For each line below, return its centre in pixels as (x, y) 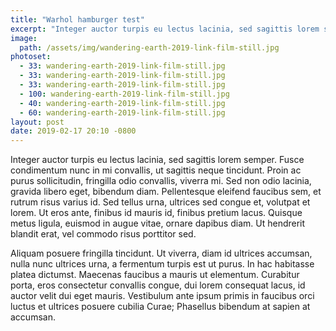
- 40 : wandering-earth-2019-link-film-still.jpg (122, 103)
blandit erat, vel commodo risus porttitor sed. (103, 234)
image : (24, 38)
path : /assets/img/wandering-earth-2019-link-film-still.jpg (149, 47)
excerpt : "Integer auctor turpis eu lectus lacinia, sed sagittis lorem (165, 29)
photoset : (31, 57)
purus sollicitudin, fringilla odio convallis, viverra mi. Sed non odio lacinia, (161, 181)
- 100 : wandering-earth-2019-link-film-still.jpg (124, 94)
